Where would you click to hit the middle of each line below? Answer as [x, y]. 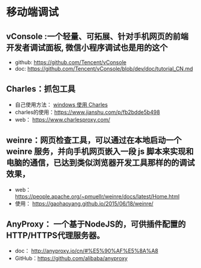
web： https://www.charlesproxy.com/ [63, 119]
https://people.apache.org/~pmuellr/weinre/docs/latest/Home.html [97, 196]
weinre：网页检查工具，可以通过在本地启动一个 [94, 141]
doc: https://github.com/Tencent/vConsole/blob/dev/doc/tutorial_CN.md [104, 69]
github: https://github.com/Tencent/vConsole [71, 62]
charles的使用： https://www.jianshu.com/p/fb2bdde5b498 [87, 112]
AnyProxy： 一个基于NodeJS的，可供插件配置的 [96, 225]
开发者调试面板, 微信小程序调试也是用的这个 [87, 48]
